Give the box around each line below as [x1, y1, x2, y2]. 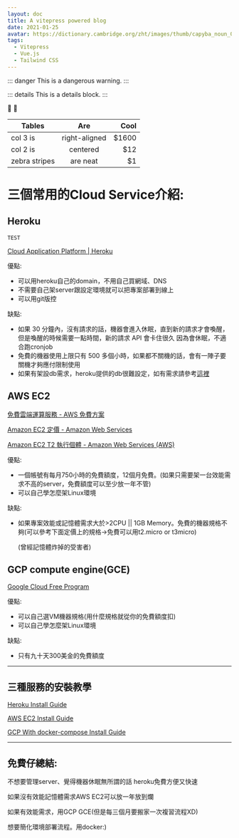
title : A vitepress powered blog [7, 17, 107, 24]
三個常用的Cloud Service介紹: [7, 187, 184, 203]
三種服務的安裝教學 [7, 681, 92, 693]
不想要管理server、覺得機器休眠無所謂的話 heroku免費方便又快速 [7, 777, 198, 785]
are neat [70, 156, 98, 166]
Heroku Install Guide [7, 701, 68, 709]
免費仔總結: [7, 757, 58, 769]
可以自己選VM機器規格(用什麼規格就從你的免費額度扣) [17, 612, 176, 621]
